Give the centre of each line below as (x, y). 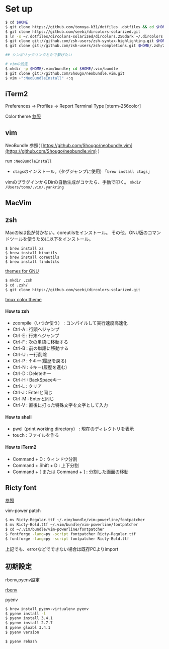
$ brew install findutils (32, 262)
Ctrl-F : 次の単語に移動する (40, 342)
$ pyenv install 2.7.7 (29, 623)
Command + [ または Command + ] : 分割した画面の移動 (70, 472)
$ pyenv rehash (21, 641)
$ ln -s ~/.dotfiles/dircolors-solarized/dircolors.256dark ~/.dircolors (84, 36)
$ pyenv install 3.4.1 (29, 618)
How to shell (18, 417)
